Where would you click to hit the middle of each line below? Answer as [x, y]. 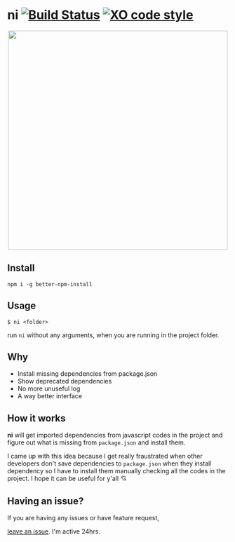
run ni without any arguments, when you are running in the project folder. [113, 335]
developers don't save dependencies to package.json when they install [109, 463]
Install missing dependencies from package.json [87, 374]
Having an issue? [46, 501]
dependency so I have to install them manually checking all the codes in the [116, 471]
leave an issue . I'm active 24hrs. [54, 531]
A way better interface [50, 396]
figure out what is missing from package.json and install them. [96, 442]
